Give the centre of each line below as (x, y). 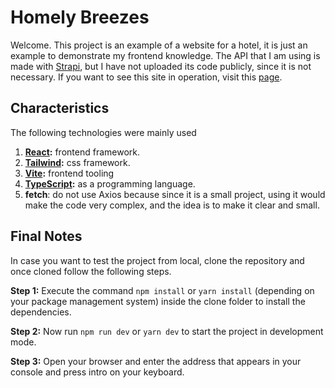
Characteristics (60, 108)
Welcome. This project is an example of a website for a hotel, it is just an (159, 45)
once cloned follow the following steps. (91, 271)
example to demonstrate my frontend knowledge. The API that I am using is (165, 55)
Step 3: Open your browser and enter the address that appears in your (156, 361)
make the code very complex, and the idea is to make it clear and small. (172, 205)
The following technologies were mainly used (103, 132)
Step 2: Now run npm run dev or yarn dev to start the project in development (167, 331)
